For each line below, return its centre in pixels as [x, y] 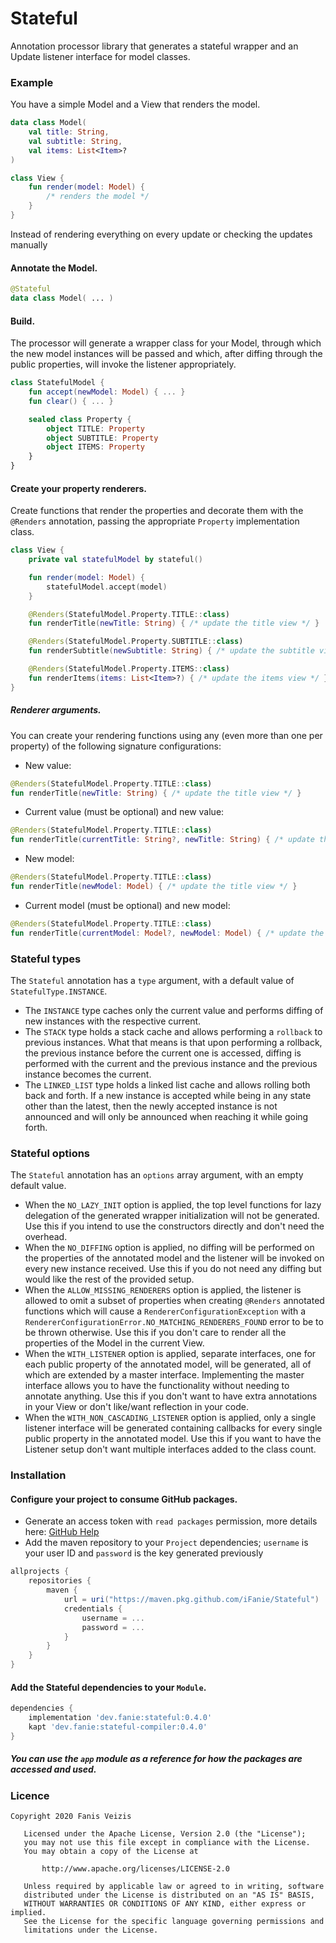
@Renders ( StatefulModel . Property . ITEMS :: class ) [129, 669]
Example [32, 82]
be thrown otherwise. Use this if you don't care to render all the [155, 1333]
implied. [28, 1913]
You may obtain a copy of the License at [111, 1852]
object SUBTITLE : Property [102, 438]
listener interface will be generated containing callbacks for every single [173, 1428]
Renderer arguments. [56, 710]
